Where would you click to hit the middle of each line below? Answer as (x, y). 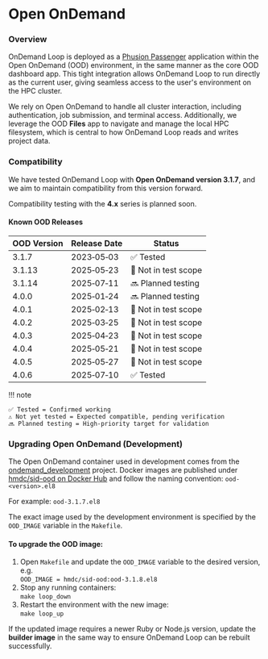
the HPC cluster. (35, 91)
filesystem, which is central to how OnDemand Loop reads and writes (124, 132)
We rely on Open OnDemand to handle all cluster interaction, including (125, 106)
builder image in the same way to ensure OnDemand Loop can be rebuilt (130, 637)
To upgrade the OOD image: (56, 544)
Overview (28, 40)
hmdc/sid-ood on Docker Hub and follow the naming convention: (116, 479)
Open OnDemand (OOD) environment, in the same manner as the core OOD (134, 65)
